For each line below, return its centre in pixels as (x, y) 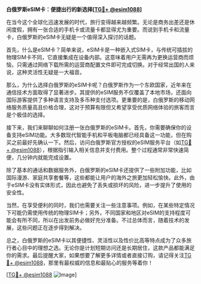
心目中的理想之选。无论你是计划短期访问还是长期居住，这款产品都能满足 (106, 248)
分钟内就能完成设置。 (48, 157)
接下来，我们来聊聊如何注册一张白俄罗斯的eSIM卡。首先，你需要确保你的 (96, 127)
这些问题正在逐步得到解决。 (51, 227)
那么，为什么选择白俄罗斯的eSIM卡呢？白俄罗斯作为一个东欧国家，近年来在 (99, 85)
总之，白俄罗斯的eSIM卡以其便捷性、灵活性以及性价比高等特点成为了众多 (96, 240)
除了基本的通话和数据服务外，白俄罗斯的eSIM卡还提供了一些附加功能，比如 (99, 170)
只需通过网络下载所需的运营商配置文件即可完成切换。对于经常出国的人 (103, 65)
